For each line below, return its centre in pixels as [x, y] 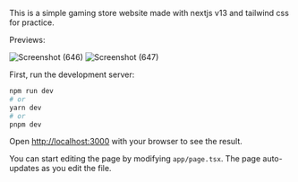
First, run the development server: [72, 74]
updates [25, 169]
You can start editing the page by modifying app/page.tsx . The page [135, 159]
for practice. [32, 22]
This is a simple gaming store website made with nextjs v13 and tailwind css [149, 13]
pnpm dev [26, 125]
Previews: [27, 40]
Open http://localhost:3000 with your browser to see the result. [126, 142]
